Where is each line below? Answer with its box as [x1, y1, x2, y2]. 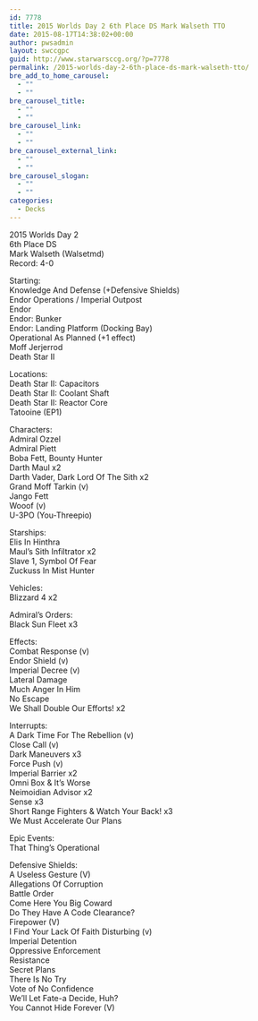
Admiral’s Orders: [9, 609, 73, 620]
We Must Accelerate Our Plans [9, 815, 122, 826]
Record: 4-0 [9, 257, 54, 269]
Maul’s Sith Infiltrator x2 [9, 545, 96, 556]
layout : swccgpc [9, 47, 70, 56]
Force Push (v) [9, 758, 64, 768]
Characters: [9, 424, 53, 434]
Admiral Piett [9, 442, 56, 453]
